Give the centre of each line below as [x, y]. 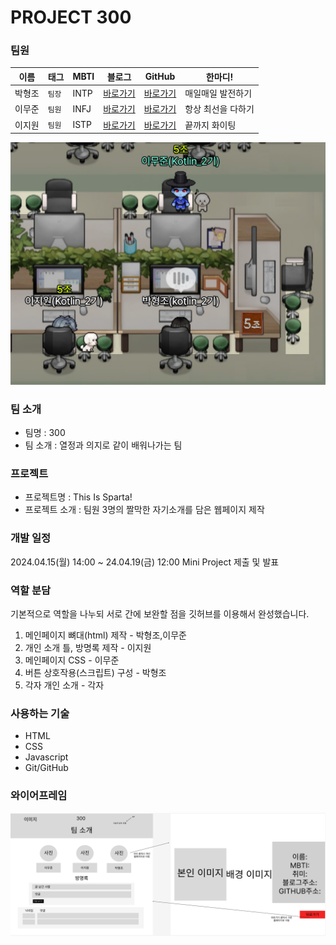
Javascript [46, 757]
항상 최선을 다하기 [219, 109]
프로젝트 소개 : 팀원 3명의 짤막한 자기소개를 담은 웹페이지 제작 [144, 510]
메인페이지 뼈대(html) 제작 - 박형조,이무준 [105, 635]
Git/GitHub [46, 768]
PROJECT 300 [71, 17]
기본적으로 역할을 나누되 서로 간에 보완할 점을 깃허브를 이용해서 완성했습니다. [160, 613]
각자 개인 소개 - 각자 [64, 685]
